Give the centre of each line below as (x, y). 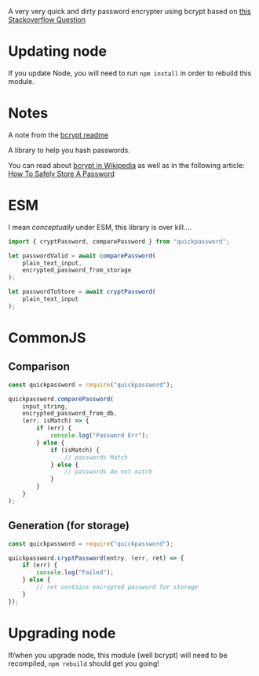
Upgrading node (62, 633)
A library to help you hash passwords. (69, 150)
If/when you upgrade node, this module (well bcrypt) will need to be (118, 655)
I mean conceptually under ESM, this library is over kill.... (100, 227)
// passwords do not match (108, 472)
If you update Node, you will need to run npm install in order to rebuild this (130, 73)
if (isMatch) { (75, 450)
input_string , (45, 406)
